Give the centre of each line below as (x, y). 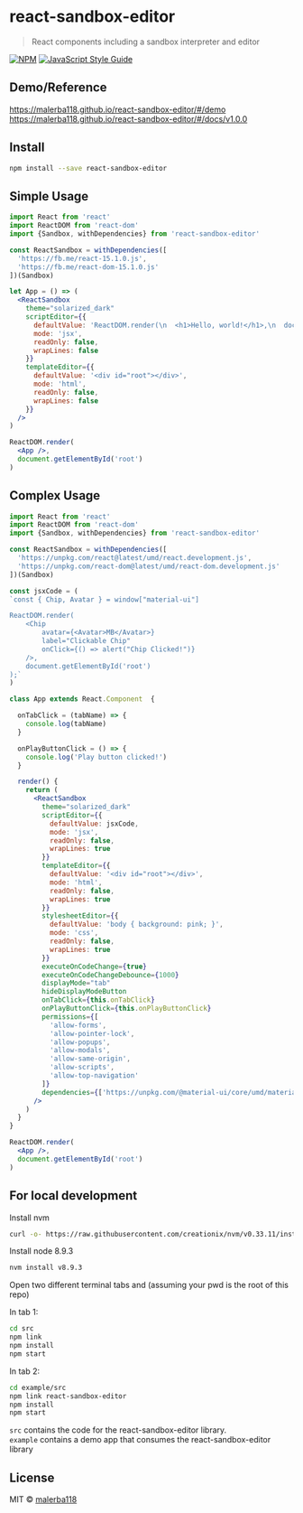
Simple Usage (49, 196)
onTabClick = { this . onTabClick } (98, 1000)
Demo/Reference (58, 88)
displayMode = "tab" (76, 983)
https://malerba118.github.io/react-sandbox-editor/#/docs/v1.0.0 (129, 118)
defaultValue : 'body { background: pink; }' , (136, 925)
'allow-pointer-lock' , (92, 1033)
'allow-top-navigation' (94, 1076)
